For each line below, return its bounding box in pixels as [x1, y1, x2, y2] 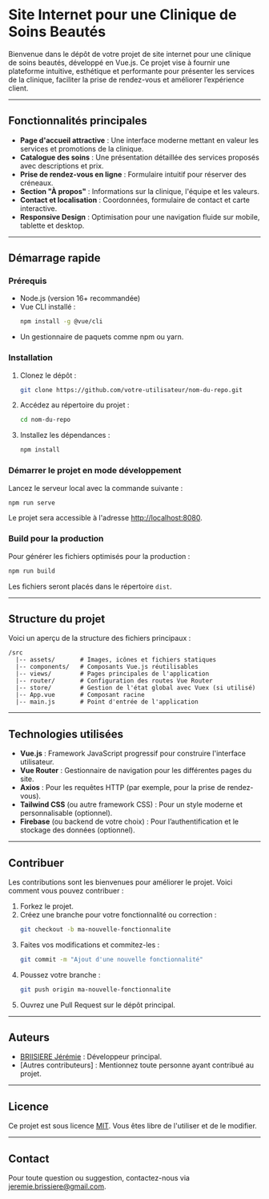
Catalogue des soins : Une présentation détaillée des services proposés [19, 152, 260, 162]
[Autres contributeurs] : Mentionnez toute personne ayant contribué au [19, 1060, 255, 1070]
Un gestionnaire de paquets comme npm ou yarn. [19, 332, 184, 342]
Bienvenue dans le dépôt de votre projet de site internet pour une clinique [8, 49, 251, 59]
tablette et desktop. [19, 221, 85, 230]
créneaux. [19, 178, 54, 188]
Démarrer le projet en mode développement [8, 465, 182, 476]
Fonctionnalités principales [8, 114, 148, 128]
